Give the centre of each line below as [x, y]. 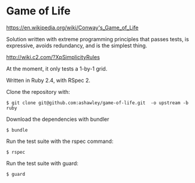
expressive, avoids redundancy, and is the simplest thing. [77, 45]
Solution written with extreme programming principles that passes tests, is [98, 39]
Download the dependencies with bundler [58, 119]
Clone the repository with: [38, 91]
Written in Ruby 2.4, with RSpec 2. [48, 80]
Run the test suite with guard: [42, 163]
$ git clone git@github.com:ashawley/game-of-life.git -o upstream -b [97, 103]
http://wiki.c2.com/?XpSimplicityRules [53, 57]
